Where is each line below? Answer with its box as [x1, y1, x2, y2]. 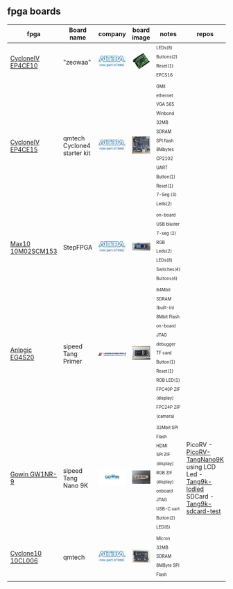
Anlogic [10, 346, 33, 354]
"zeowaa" [63, 58, 92, 66]
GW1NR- [30, 470, 58, 478]
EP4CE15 [10, 145, 38, 154]
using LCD [186, 462, 216, 471]
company [98, 29, 126, 38]
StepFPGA [63, 243, 93, 252]
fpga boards [7, 6, 61, 17]
